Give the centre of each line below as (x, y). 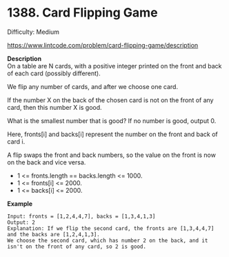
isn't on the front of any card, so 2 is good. (77, 247)
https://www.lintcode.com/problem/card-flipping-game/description (103, 45)
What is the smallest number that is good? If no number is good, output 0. (112, 121)
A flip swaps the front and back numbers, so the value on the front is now (111, 155)
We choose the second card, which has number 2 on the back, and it (108, 240)
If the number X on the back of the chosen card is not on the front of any (110, 100)
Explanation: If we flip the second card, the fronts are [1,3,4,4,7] (111, 228)
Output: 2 (21, 222)
